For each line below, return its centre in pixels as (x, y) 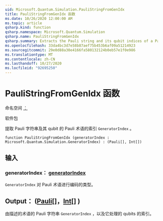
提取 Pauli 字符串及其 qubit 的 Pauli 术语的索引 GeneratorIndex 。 (70, 128)
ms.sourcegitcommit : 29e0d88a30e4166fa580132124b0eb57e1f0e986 (70, 50)
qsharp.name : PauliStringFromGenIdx (42, 37)
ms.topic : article (24, 23)
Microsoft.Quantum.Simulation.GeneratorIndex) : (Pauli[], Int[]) (73, 142)
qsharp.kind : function (28, 28)
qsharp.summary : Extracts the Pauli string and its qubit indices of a (79, 41)
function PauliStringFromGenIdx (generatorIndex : (57, 138)
